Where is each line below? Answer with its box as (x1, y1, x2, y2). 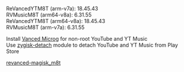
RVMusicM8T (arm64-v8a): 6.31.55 (6, 11, 92, 18)
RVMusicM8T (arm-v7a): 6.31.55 (6, 24, 85, 31)
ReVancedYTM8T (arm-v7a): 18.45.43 (6, 5, 98, 12)
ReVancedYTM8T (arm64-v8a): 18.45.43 (6, 18, 106, 24)
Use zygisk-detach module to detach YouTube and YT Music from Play (6, 41, 178, 48)
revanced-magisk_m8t (6, 59, 61, 66)
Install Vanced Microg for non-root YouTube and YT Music (6, 35, 147, 42)
